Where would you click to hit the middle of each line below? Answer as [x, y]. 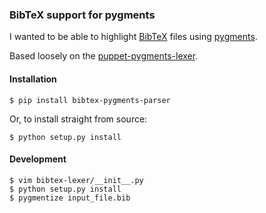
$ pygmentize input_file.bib [70, 198]
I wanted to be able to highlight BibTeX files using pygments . [133, 37]
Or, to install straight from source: [78, 119]
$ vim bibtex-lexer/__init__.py [76, 180]
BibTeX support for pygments [82, 15]
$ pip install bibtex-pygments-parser [90, 100]
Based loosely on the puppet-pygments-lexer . [104, 56]
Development [38, 159]
